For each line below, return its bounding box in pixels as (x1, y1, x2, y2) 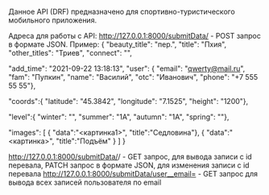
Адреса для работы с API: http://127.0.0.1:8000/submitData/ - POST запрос (8, 31, 262, 40)
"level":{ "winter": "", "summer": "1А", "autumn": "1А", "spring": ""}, (8, 112, 230, 122)
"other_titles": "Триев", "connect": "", (8, 48, 133, 57)
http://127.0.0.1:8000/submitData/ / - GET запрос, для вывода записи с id (8, 152, 252, 161)
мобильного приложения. (8, 15, 97, 25)
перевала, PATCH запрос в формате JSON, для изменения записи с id (8, 160, 250, 170)
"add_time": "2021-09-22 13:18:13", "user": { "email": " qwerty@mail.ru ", (8, 64, 246, 73)
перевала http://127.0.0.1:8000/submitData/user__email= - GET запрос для (8, 169, 259, 178)
